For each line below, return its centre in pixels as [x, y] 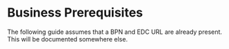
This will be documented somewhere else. [68, 39]
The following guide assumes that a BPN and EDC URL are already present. [115, 32]
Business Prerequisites [75, 13]
